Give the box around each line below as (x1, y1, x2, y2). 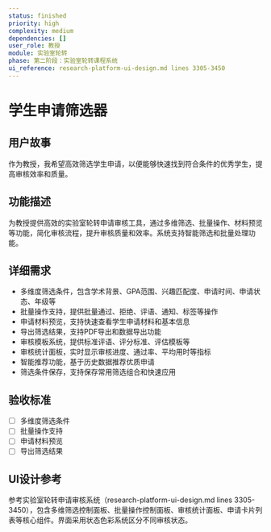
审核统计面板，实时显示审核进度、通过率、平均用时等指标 (19, 347, 211, 357)
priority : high (8, 19, 60, 27)
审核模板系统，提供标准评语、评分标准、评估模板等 (19, 337, 190, 347)
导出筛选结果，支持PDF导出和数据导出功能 (19, 327, 162, 337)
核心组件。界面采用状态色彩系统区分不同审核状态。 (22, 515, 192, 525)
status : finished (8, 11, 67, 20)
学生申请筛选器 (8, 102, 108, 119)
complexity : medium (8, 27, 74, 35)
